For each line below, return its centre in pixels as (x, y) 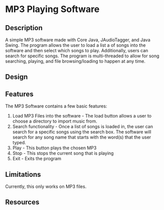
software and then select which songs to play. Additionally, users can (77, 50)
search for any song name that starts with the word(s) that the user (82, 137)
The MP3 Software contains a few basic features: (56, 106)
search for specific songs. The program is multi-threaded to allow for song (82, 56)
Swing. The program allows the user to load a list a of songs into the (75, 45)
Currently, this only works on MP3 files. (46, 186)
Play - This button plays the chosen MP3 (54, 148)
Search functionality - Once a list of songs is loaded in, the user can (83, 127)
